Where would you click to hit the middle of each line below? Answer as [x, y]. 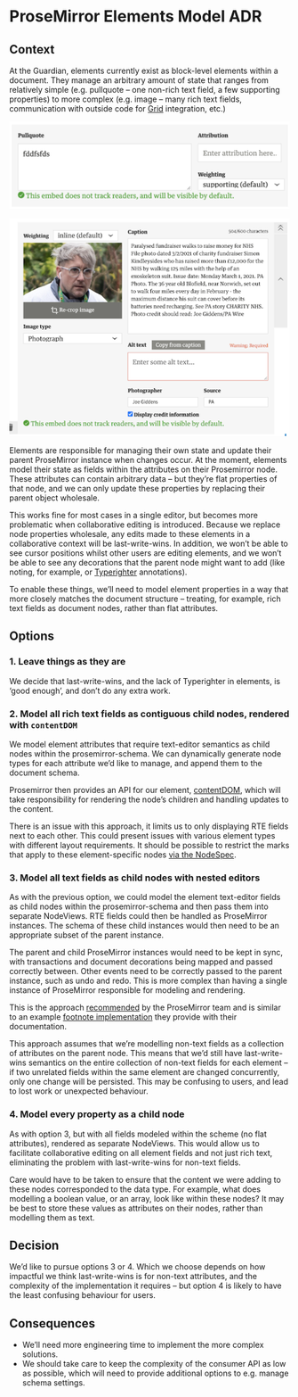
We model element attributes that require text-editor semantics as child [140, 744]
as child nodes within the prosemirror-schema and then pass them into [139, 906]
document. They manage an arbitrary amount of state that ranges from [139, 80]
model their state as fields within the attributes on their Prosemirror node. [144, 469]
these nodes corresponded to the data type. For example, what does [135, 1189]
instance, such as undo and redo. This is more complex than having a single [148, 981]
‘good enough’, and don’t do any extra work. [90, 690]
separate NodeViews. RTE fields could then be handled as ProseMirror [138, 916]
